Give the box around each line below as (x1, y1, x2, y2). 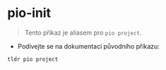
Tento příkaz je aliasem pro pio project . (24, 28, 143, 37)
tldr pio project (7, 55, 59, 63)
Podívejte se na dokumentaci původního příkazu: (17, 42, 160, 50)
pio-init (7, 5, 52, 21)
